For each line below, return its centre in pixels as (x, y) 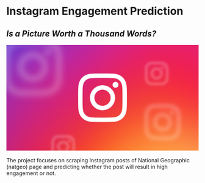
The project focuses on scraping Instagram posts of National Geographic (98, 161)
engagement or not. (31, 173)
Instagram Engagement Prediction (95, 11)
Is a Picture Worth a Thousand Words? (81, 34)
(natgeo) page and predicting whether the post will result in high (87, 167)
